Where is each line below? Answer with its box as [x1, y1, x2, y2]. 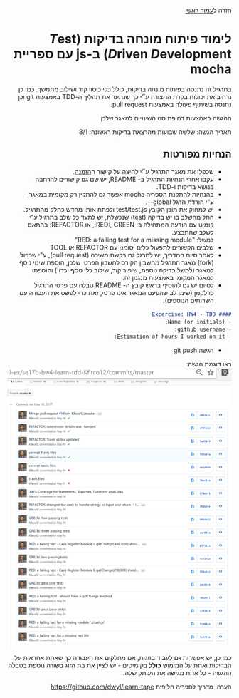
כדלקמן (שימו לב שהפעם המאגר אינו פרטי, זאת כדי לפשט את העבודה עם [18, 288, 214, 297]
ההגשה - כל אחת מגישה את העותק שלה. [123, 669, 232, 677]
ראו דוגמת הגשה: [186, 360, 232, 369]
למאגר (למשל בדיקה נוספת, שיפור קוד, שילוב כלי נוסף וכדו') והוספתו [31, 265, 214, 274]
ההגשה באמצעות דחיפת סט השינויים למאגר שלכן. [98, 113, 232, 122]
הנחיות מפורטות [163, 148, 232, 160]
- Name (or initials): [164, 318, 232, 325]
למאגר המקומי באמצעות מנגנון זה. [122, 273, 214, 282]
